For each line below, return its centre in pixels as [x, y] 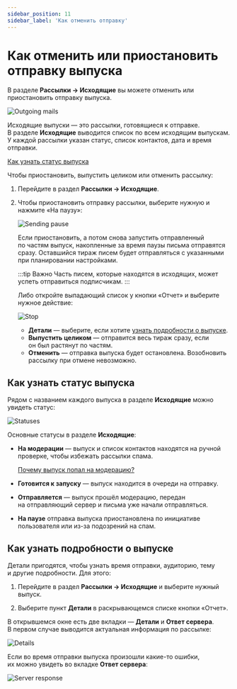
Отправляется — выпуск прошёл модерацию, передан [102, 498]
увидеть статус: [31, 408]
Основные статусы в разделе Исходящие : [72, 435]
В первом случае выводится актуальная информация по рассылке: [109, 629]
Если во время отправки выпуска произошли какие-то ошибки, [104, 657]
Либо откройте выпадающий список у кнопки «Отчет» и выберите [118, 296]
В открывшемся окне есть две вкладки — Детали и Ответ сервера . [111, 622]
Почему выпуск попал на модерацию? [76, 470]
